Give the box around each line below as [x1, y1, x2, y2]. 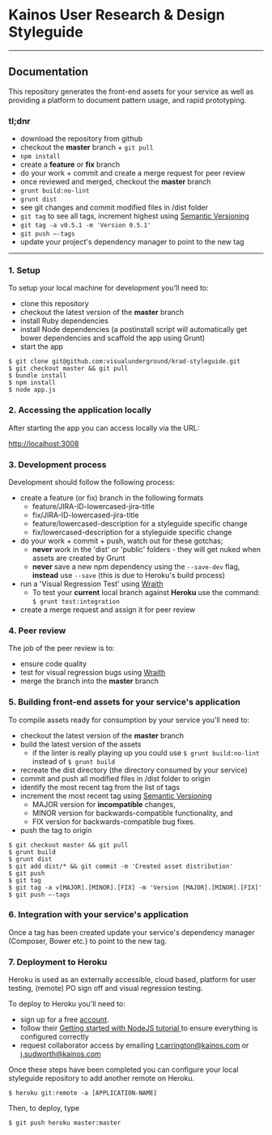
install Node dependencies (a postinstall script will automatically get [19, 325, 248, 334]
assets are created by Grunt [32, 553, 125, 563]
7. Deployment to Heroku [8, 956, 108, 967]
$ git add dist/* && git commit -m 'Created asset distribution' [8, 862, 233, 870]
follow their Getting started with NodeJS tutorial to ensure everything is [19, 1023, 258, 1033]
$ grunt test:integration [32, 597, 120, 606]
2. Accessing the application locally [8, 405, 152, 416]
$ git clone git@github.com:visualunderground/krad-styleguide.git [8, 358, 241, 366]
